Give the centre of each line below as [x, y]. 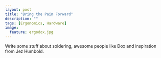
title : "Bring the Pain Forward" [39, 14]
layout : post [18, 10]
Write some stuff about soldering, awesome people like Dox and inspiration [81, 46]
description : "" [22, 19]
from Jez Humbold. [24, 51]
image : [12, 28]
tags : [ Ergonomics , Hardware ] [36, 23]
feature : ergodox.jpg [32, 32]
